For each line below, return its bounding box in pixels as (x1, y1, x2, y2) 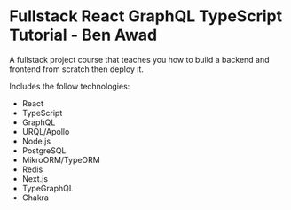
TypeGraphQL (21, 183, 74, 193)
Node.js (21, 136, 51, 146)
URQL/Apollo (21, 126, 70, 136)
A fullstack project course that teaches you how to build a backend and (9, 54, 270, 65)
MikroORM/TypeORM (21, 154, 100, 165)
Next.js (21, 173, 49, 183)
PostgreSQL (21, 144, 67, 156)
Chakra (21, 192, 49, 203)
